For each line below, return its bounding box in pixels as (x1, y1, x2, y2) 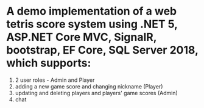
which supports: (6, 56, 91, 70)
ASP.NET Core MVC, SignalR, (6, 31, 157, 44)
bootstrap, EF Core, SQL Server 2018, (6, 43, 199, 57)
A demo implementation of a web (6, 4, 177, 18)
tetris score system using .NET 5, (6, 17, 178, 31)
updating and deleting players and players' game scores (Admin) (15, 89, 178, 96)
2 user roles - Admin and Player (15, 76, 95, 84)
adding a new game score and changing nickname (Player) (15, 82, 163, 90)
